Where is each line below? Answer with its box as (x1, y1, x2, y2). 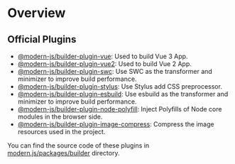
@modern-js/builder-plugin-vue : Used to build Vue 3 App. (17, 52, 188, 60)
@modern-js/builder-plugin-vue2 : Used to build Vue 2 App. (17, 60, 192, 68)
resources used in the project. (17, 128, 106, 136)
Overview (7, 5, 66, 21)
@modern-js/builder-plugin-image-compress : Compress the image (17, 120, 214, 129)
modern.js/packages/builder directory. (7, 149, 120, 157)
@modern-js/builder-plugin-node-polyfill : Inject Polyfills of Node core (17, 105, 222, 113)
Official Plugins (7, 33, 77, 45)
